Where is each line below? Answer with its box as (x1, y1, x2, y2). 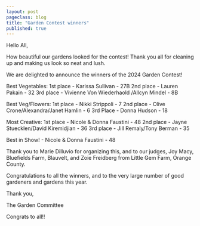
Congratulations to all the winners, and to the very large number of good (6, 172, 184, 179)
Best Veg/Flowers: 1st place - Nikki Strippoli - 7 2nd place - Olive (6, 101, 166, 108)
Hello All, (6, 42, 29, 49)
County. (6, 160, 26, 168)
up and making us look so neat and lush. (6, 60, 106, 67)
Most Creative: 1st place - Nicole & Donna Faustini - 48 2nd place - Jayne (6, 119, 187, 126)
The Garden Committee (6, 202, 64, 209)
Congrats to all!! (6, 213, 45, 221)
